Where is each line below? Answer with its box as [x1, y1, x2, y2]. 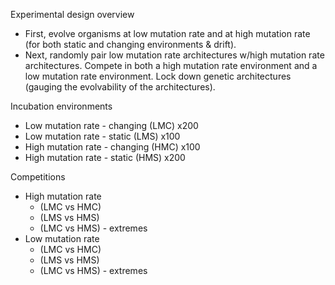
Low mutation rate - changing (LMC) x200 [24, 120, 199, 131]
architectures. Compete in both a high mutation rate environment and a [24, 60, 318, 71]
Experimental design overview [10, 9, 135, 20]
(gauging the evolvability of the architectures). [24, 81, 216, 93]
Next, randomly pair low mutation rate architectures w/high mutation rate [24, 49, 325, 61]
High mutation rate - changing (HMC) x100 [24, 141, 201, 153]
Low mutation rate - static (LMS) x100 [24, 130, 181, 142]
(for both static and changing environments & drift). [24, 39, 237, 50]
